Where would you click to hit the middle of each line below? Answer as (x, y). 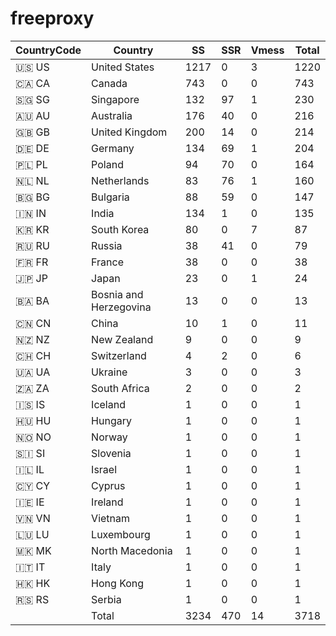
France (107, 262)
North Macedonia (132, 550)
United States (123, 67)
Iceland (108, 404)
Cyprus (108, 485)
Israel (104, 469)
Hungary (111, 420)
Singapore (115, 99)
